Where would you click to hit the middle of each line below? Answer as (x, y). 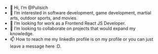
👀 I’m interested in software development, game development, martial (80, 13)
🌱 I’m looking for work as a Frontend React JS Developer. (68, 23)
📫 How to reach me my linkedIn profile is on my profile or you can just (81, 39)
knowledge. (22, 34)
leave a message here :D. (36, 46)
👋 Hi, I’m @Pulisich (29, 8)
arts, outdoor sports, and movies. (44, 18)
